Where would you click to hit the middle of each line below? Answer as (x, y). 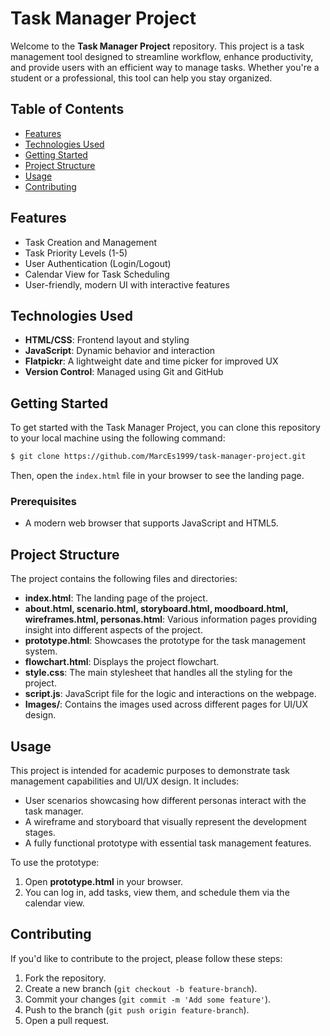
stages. (40, 832)
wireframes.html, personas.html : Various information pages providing (171, 619)
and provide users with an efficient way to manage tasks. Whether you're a (165, 67)
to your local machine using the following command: (118, 438)
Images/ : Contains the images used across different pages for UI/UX (166, 704)
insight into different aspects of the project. (113, 630)
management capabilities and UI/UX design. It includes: (125, 781)
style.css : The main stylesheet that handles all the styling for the (158, 673)
